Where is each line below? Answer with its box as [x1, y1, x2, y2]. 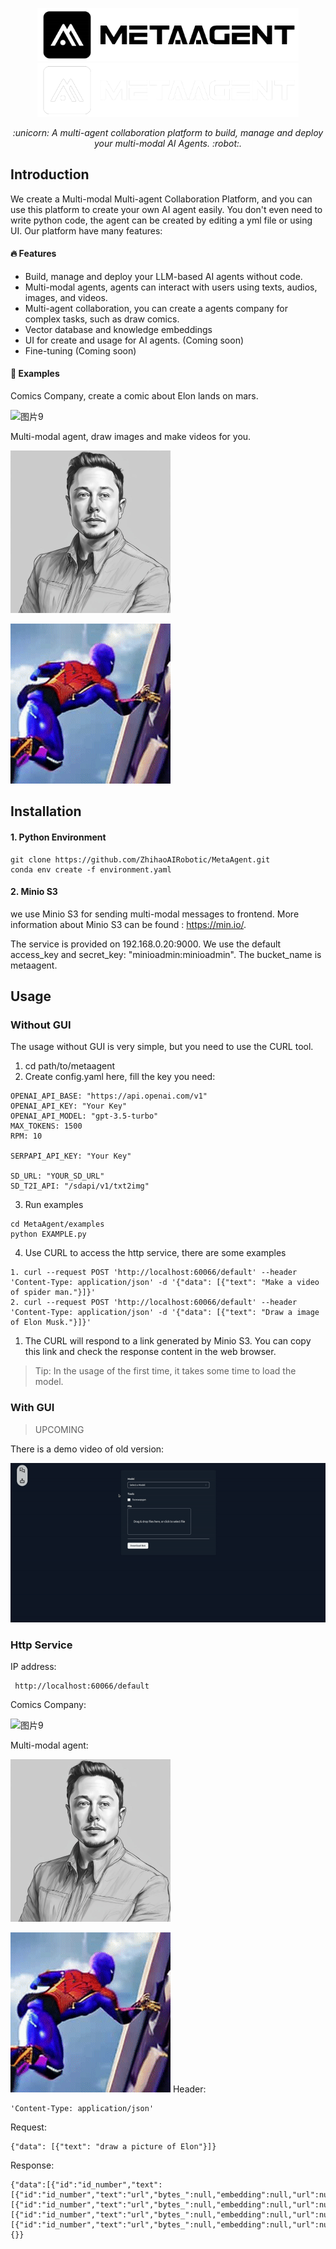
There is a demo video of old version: [10, 1443, 165, 1455]
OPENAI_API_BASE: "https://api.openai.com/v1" [10, 1091, 208, 1102]
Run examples [24, 1199, 84, 1211]
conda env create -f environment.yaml [10, 864, 172, 875]
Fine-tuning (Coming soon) [24, 344, 137, 357]
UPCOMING [34, 1423, 85, 1435]
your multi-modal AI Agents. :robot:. [93, 137, 243, 149]
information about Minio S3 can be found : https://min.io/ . [10, 918, 247, 930]
